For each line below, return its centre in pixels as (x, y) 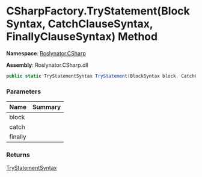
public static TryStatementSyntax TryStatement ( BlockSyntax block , (93, 76)
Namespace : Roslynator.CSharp (46, 53)
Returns (18, 155)
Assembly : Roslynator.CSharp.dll (47, 65)
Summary (47, 107)
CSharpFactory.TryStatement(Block (98, 11)
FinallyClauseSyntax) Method (82, 37)
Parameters (23, 92)
